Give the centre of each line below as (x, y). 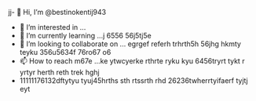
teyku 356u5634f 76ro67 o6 (65, 52)
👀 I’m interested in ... (53, 27)
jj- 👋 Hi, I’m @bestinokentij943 (57, 12)
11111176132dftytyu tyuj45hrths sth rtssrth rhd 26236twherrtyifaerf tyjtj (134, 81)
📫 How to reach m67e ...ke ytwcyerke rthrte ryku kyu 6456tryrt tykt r (132, 61)
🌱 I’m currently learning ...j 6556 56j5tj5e (85, 36)
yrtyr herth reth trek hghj (59, 72)
